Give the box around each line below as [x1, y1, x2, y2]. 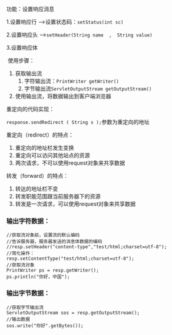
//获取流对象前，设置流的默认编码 [6, 232, 80, 239]
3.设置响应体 [6, 44, 38, 51]
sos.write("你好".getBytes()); [6, 322, 84, 329]
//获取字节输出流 [6, 304, 44, 311]
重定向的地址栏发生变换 [15, 144, 74, 151]
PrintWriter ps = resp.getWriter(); [6, 268, 99, 274]
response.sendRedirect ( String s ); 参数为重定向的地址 [6, 118, 150, 126]
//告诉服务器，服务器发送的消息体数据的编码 [6, 239, 103, 245]
